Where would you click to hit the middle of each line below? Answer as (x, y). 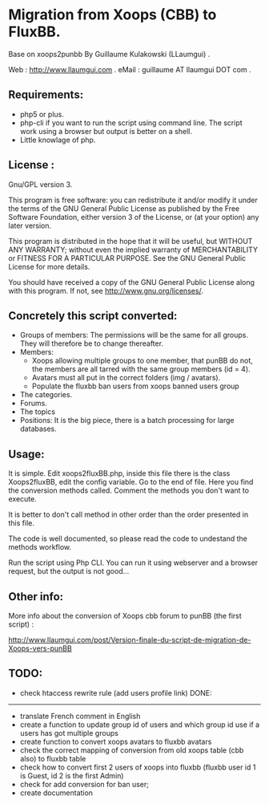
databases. (38, 429)
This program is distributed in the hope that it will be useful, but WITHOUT (130, 241)
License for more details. (49, 266)
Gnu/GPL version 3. (40, 184)
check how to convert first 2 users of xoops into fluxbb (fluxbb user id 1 (138, 767)
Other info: (36, 597)
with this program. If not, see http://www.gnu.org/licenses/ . (106, 290)
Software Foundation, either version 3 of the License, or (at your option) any (134, 217)
